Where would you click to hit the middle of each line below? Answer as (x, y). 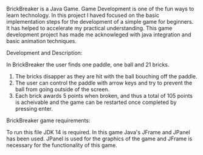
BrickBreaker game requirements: (48, 120)
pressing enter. (34, 108)
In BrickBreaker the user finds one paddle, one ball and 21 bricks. (88, 64)
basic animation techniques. (42, 41)
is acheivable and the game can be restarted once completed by (96, 102)
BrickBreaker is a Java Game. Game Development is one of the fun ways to (100, 9)
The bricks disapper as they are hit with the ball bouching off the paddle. (106, 76)
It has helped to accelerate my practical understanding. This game (89, 28)
